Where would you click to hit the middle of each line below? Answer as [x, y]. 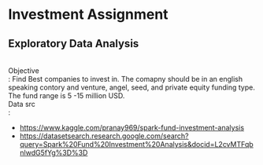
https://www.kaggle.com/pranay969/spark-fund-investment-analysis [132, 128]
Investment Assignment [88, 15]
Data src [22, 104]
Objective [24, 71]
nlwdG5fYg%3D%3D [54, 152]
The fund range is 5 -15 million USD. [67, 95]
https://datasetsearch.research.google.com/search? [104, 136]
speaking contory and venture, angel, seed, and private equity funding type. [132, 87]
